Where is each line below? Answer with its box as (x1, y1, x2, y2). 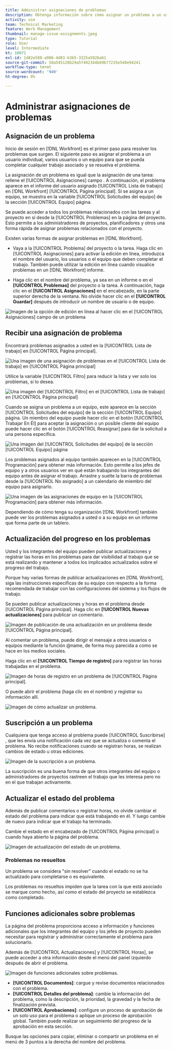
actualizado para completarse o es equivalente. (5, 874, 105, 880)
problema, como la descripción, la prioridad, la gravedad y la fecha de (12, 996, 161, 1002)
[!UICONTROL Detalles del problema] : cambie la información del (12, 991, 150, 997)
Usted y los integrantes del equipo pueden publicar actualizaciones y (5, 548, 152, 554)
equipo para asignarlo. (5, 484, 53, 490)
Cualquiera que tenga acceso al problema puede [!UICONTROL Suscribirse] (5, 732, 165, 738)
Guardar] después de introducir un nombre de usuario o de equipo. (12, 298, 155, 305)
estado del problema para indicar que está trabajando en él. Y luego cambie (5, 813, 165, 820)
